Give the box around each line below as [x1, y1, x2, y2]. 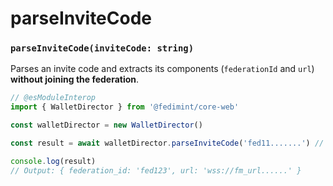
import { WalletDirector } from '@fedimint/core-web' [10, 102, 240, 112]
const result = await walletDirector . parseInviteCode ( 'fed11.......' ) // [10, 138, 325, 149]
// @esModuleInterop [10, 93, 97, 103]
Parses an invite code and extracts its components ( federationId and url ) [10, 63, 315, 75]
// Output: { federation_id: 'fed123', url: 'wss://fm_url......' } [10, 165, 302, 176]
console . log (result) [10, 156, 97, 166]
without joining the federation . [10, 73, 140, 86]
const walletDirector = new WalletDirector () [10, 120, 203, 131]
